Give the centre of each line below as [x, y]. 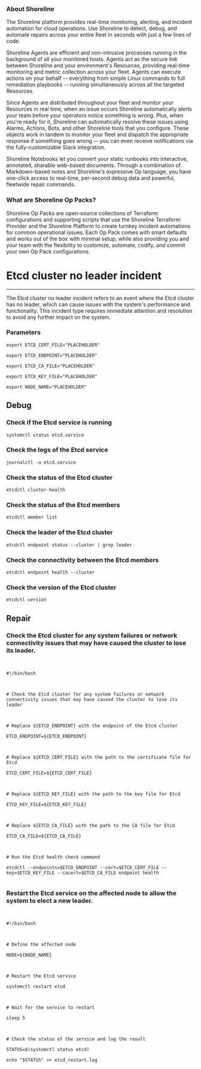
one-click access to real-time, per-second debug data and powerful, [91, 178]
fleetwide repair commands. [41, 184]
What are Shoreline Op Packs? [51, 200]
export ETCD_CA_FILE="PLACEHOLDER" [51, 366]
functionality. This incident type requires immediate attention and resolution [99, 310]
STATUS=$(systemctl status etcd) [48, 1050]
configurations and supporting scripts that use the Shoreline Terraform [93, 219]
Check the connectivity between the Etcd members [83, 560]
